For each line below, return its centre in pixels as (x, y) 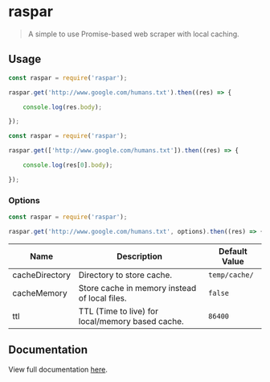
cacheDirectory (41, 275)
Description (139, 256)
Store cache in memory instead (137, 288)
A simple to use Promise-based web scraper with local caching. (133, 34)
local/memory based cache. (131, 321)
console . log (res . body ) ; (63, 107)
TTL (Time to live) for (119, 311)
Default (233, 251)
